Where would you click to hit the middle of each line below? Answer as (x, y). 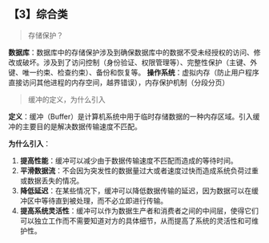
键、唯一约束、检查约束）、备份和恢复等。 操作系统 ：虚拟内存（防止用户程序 (134, 72)
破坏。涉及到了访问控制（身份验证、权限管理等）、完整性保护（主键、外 (140, 62)
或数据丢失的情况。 (52, 180)
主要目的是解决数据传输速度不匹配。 (82, 126)
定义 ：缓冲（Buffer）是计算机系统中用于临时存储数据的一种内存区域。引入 (131, 116)
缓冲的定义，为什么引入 (66, 99)
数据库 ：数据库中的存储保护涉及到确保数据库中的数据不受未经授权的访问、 (131, 52)
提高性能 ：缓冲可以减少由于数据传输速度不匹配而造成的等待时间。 (128, 160)
